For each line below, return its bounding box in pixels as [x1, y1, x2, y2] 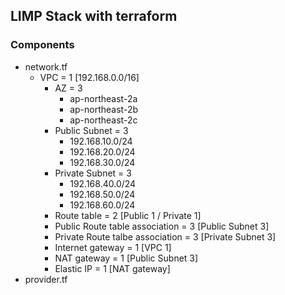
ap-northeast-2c [69, 114, 138, 126]
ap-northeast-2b [69, 103, 139, 115]
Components [10, 38, 75, 52]
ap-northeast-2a [69, 92, 138, 104]
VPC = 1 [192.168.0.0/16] [39, 71, 140, 83]
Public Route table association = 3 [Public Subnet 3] [54, 220, 270, 232]
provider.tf [24, 273, 68, 285]
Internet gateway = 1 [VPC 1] [54, 241, 172, 253]
